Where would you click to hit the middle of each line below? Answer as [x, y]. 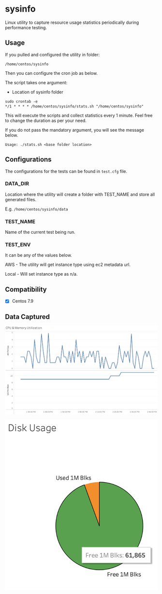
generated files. [21, 199]
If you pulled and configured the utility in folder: [52, 54]
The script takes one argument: [36, 82]
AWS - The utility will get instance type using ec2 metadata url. [68, 265]
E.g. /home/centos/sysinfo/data [37, 209]
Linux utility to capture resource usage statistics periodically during [72, 22]
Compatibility [26, 289]
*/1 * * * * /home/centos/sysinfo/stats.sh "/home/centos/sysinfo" [74, 106]
